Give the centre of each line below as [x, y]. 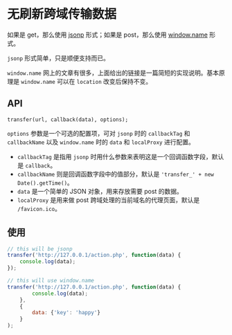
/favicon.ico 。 [39, 208]
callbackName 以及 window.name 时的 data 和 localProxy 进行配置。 [101, 142]
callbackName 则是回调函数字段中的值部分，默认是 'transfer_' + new [116, 174]
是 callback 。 [37, 165]
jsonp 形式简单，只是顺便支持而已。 [58, 58]
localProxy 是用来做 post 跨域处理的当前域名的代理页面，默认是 [108, 200]
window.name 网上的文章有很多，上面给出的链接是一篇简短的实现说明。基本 [113, 73]
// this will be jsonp [40, 249]
